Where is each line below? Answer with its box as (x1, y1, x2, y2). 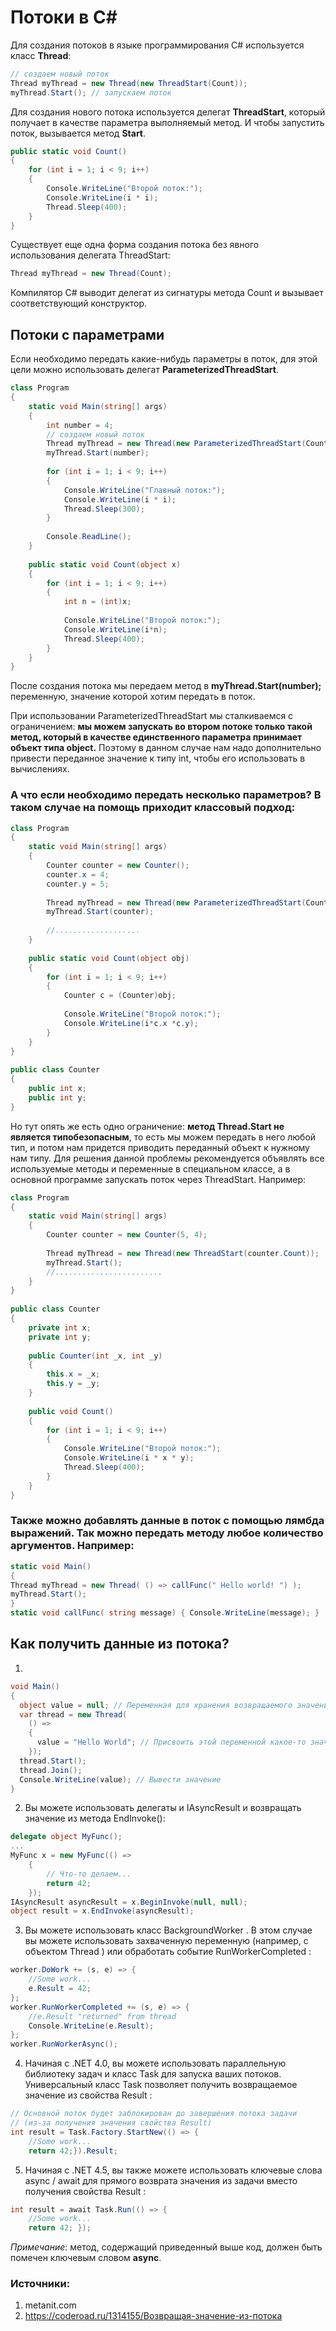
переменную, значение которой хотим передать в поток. (10, 691, 256, 703)
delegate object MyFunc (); (10, 1832, 123, 1842)
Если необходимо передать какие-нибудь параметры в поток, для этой (10, 353, 318, 365)
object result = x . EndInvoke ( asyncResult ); (10, 1906, 195, 1916)
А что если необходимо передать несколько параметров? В (10, 788, 322, 802)
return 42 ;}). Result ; (28, 2146, 118, 2156)
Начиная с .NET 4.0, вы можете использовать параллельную (24, 2057, 287, 2070)
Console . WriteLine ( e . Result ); (28, 2021, 155, 2031)
